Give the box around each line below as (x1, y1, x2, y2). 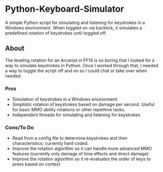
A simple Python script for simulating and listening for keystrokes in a (5, 20, 145, 25)
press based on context (12, 161, 60, 167)
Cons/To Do (5, 124, 34, 131)
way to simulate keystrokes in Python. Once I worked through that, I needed (5, 62, 159, 68)
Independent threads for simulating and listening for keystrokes (12, 112, 141, 118)
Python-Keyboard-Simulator (5, 3, 124, 15)
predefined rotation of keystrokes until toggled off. (5, 30, 107, 36)
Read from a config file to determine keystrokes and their (12, 135, 128, 141)
